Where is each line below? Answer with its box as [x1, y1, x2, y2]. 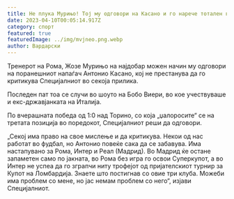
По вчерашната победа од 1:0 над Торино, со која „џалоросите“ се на [7, 111, 214, 119]
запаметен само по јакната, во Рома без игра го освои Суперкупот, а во [7, 154, 224, 163]
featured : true [7, 29, 52, 37]
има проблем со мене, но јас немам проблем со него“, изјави [7, 177, 192, 185]
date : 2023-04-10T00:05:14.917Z [7, 17, 101, 24]
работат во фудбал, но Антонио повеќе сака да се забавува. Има [7, 140, 202, 147]
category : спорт [7, 23, 54, 30]
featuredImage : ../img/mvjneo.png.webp [7, 36, 123, 43]
